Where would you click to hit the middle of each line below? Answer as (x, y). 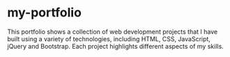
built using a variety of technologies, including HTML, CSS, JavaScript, (109, 38)
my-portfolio (45, 13)
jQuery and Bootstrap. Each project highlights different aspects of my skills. (116, 46)
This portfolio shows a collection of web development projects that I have (113, 32)
